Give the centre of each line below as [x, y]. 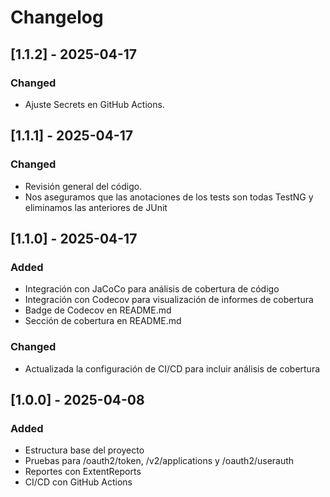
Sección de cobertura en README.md [103, 321]
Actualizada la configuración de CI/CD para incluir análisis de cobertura [172, 368]
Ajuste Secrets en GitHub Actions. [94, 104]
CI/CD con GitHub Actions [78, 482]
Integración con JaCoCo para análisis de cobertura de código [152, 289]
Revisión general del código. [83, 186]
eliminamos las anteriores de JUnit [96, 207]
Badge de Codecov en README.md [98, 310]
